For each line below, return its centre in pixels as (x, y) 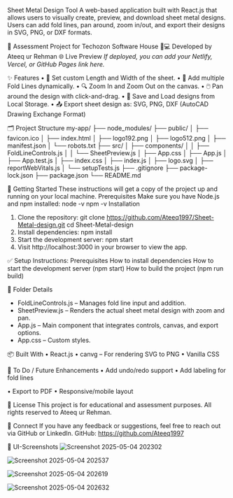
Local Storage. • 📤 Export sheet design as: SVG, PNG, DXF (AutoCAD (108, 104)
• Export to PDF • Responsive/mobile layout (70, 391)
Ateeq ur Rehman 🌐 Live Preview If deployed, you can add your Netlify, (110, 56)
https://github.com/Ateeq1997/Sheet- (160, 217)
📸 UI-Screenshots (33, 447)
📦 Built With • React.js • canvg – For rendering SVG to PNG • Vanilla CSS (113, 354)
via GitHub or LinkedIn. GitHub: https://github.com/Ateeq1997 (96, 433)
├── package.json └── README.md (88, 175)
